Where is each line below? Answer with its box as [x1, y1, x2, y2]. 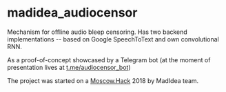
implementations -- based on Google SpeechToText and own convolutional [7, 35, 219, 43]
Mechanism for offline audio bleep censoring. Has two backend [7, 28, 187, 36]
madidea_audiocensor [7, 5, 138, 21]
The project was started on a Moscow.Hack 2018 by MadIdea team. [7, 76, 199, 84]
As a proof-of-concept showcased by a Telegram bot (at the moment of [7, 55, 211, 64]
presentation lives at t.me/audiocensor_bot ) [7, 63, 131, 71]
